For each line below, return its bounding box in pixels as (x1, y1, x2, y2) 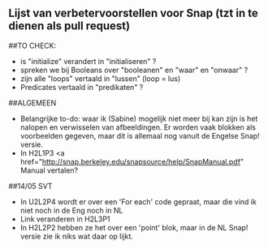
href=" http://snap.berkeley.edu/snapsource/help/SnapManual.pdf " (19, 157, 244, 166)
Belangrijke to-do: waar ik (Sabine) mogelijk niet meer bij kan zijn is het (19, 114, 258, 123)
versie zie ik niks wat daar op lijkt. (19, 231, 134, 241)
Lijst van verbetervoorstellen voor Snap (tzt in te (8, 6, 258, 20)
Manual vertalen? (19, 165, 79, 175)
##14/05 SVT (8, 181, 53, 191)
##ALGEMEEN (8, 97, 57, 108)
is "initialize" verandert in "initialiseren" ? (19, 56, 157, 66)
